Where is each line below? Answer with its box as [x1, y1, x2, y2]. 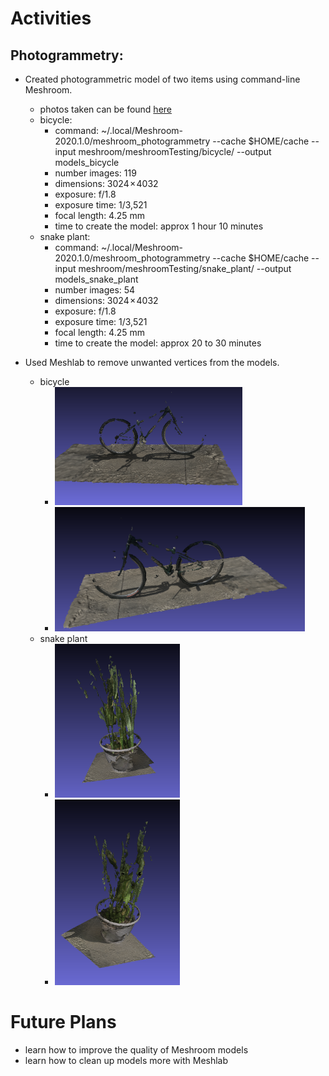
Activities [10, 7, 92, 30]
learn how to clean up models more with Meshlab [24, 1054, 229, 1066]
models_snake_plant [54, 273, 139, 285]
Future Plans [10, 1010, 117, 1033]
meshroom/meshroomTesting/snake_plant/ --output [78, 263, 292, 274]
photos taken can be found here [39, 103, 172, 115]
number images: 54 [54, 284, 136, 296]
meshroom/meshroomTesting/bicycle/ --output [78, 146, 272, 157]
